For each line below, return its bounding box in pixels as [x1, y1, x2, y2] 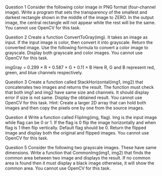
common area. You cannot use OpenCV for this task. [5, 165, 111, 171]
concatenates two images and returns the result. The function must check [5, 84, 154, 90]
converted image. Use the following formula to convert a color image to [5, 45, 149, 50]
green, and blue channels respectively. [5, 70, 83, 75]
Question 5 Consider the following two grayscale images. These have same [5, 145, 157, 150]
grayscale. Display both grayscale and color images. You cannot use [5, 50, 143, 56]
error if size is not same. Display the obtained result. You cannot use [5, 95, 142, 100]
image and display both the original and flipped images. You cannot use [5, 130, 149, 136]
